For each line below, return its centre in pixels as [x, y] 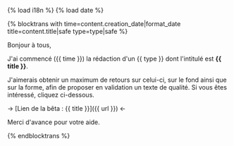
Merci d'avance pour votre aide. [54, 122]
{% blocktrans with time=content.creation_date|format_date [94, 24]
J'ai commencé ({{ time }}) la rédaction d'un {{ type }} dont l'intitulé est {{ [115, 59]
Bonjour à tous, [29, 45]
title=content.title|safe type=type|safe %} [68, 31]
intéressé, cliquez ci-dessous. [51, 95]
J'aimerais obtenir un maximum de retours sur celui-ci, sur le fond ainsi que [117, 80]
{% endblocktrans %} [39, 136]
